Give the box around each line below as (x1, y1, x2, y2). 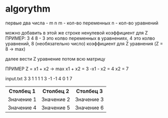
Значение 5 (41, 104, 70, 111)
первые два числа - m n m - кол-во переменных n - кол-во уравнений (5, 20, 159, 26)
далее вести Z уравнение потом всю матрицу (5, 55, 105, 62)
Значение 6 (75, 104, 104, 111)
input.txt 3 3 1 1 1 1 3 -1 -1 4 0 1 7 (5, 75, 72, 81)
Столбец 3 (76, 87, 103, 95)
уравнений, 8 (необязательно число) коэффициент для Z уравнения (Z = (5, 40, 163, 46)
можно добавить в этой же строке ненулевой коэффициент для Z (5, 29, 148, 36)
